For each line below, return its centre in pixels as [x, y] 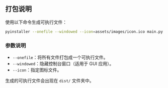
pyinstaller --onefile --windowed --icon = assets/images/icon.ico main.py [84, 32]
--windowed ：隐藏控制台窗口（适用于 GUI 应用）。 [63, 63]
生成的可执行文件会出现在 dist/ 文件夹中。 [50, 80]
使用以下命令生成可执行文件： [36, 22]
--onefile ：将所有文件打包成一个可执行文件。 [60, 57]
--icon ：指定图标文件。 [37, 70]
